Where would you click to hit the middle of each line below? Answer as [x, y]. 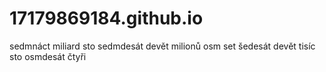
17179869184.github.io [106, 18]
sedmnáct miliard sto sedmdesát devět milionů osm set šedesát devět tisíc [162, 46]
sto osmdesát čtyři [48, 56]
